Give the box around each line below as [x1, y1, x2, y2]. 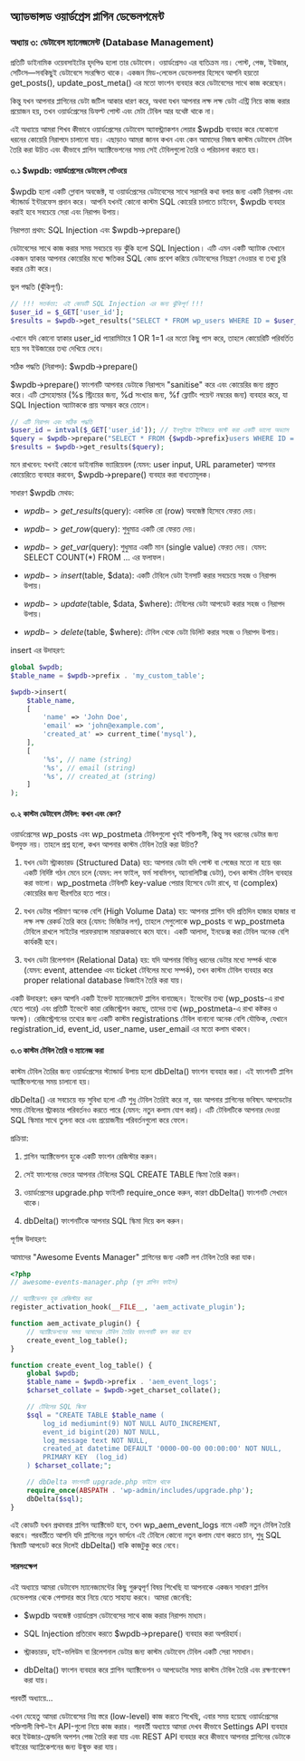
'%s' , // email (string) [43, 763, 137, 773]
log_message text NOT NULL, [43, 1436, 148, 1445]
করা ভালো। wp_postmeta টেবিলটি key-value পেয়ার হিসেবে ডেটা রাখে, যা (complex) [23, 878, 279, 889]
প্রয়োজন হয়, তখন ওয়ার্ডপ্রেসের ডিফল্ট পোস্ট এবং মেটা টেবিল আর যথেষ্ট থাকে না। [10, 105, 216, 116]
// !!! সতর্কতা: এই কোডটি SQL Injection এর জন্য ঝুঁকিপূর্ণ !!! [10, 299, 205, 308]
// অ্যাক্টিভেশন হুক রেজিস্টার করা [10, 1294, 91, 1304]
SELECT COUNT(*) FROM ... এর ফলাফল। [23, 552, 167, 563]
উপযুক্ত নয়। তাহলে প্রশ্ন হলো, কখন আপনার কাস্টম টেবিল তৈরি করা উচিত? [10, 839, 198, 850]
